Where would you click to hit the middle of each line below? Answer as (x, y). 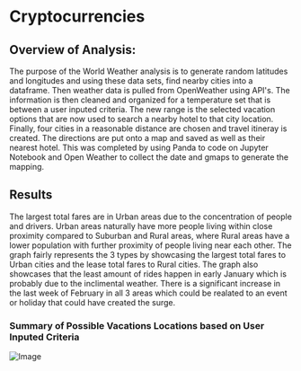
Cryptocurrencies (77, 17)
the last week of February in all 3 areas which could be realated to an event (148, 293)
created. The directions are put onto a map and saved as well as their (137, 138)
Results (31, 195)
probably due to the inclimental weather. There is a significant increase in (145, 283)
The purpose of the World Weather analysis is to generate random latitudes (149, 71)
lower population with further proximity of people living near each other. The (150, 245)
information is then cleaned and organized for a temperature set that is (140, 100)
